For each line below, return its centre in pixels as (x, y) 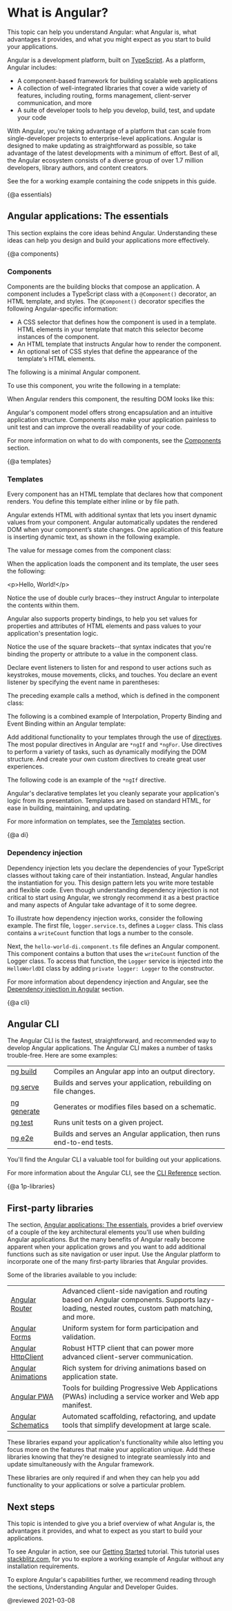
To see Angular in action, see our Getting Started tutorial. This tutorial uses (113, 1552)
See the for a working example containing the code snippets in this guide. (112, 181)
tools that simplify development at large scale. (136, 1425)
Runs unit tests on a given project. (108, 1123)
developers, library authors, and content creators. (78, 167)
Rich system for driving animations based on (134, 1368)
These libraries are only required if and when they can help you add (104, 1477)
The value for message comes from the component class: (89, 551)
